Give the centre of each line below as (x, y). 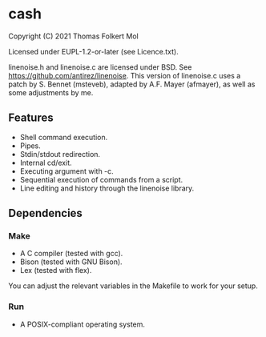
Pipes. (30, 146)
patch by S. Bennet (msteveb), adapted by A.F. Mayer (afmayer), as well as (132, 84)
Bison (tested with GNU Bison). (71, 262)
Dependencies (45, 213)
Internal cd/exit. (46, 162)
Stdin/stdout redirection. (60, 154)
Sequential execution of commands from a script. (101, 179)
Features (31, 118)
